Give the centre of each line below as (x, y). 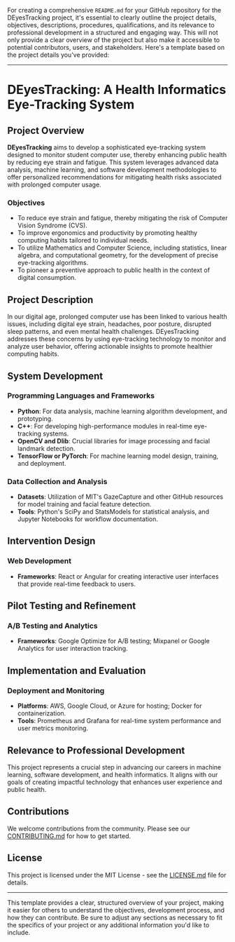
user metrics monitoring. (53, 728)
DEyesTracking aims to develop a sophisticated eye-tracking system (107, 147)
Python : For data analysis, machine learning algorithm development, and (122, 411)
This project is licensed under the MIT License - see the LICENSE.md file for (117, 875)
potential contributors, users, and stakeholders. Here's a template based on (116, 47)
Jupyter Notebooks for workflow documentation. (88, 519)
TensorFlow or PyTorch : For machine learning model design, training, (118, 456)
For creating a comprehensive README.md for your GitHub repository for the (114, 10)
